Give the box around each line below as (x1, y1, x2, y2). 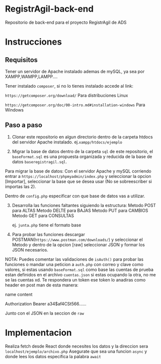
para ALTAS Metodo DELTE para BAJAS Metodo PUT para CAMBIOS (12, 207, 148, 213)
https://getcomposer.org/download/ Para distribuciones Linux (5, 92, 128, 98)
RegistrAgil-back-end (5, 3, 94, 15)
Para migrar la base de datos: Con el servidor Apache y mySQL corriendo (5, 168, 151, 174)
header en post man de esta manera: (5, 282, 79, 288)
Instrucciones (5, 36, 62, 47)
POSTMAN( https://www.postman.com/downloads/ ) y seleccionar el (12, 237, 143, 242)
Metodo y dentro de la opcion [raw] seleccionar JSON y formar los (12, 241, 145, 248)
